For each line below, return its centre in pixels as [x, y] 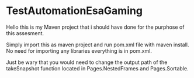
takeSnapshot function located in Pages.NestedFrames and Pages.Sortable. [97, 68]
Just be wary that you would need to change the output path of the [87, 62]
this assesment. [25, 33]
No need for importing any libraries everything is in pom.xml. [79, 50]
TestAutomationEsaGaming [75, 11]
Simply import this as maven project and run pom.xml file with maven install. [98, 45]
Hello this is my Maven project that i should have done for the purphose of [95, 27]
